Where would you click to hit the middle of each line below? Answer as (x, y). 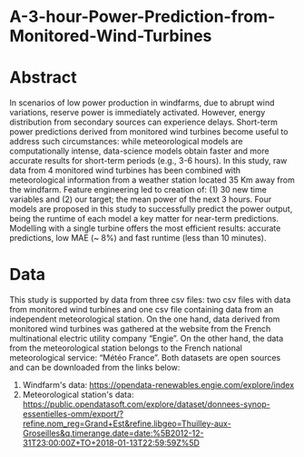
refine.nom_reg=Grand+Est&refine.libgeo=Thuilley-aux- (127, 423)
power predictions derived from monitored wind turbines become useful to (149, 132)
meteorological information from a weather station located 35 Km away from (152, 180)
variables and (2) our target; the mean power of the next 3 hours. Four (141, 199)
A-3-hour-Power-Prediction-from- (142, 17)
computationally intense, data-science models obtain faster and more (139, 151)
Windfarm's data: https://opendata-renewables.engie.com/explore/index (158, 385)
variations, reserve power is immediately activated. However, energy (137, 113)
